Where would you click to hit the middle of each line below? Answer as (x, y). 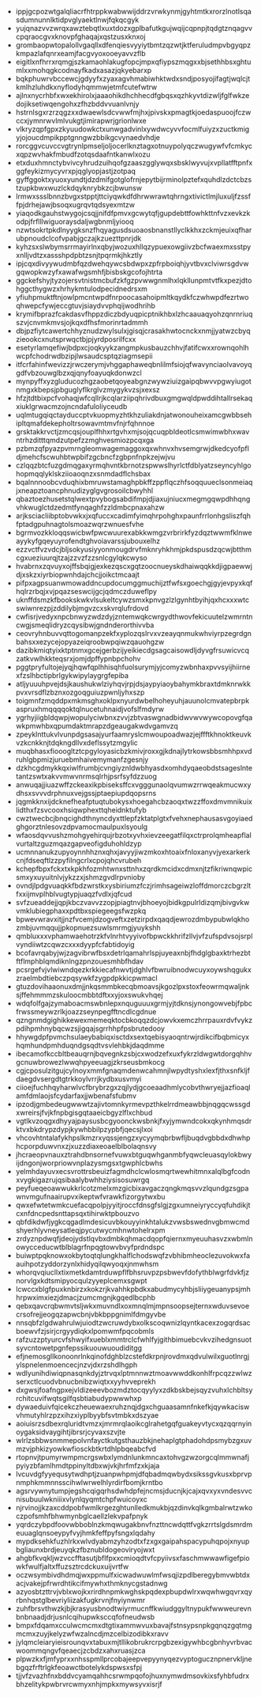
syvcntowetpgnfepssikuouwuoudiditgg (79, 1348)
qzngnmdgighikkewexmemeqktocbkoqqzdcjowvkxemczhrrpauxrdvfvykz (134, 1020)
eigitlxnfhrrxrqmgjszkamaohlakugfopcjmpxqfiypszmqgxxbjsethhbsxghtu (133, 62)
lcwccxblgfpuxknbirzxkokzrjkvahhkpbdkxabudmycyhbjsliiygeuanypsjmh (133, 1289)
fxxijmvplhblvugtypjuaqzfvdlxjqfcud (74, 894)
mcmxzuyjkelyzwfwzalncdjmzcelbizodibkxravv (92, 1634)
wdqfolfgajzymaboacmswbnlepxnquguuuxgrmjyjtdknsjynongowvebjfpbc (134, 1003)
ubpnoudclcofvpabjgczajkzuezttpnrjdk (78, 238)
